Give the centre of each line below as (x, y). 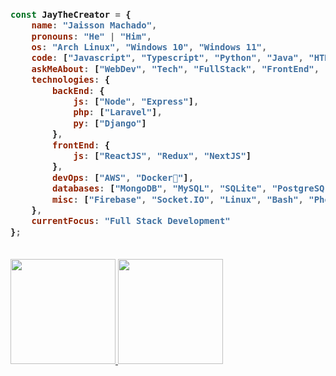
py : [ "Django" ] (110, 123)
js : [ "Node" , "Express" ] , (136, 102)
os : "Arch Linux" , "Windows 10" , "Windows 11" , (149, 47)
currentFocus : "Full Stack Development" (131, 221)
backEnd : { (78, 90)
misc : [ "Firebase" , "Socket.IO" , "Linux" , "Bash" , (177, 199)
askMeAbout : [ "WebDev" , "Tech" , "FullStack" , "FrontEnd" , (175, 68)
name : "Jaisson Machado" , (94, 25)
